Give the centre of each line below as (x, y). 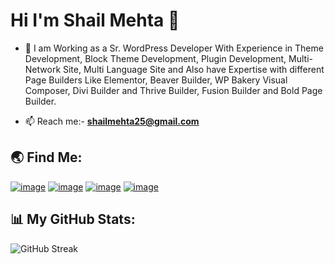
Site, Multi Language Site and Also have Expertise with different (194, 69)
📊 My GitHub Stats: (73, 219)
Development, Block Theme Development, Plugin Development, (155, 58)
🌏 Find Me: (46, 157)
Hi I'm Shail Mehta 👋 (95, 20)
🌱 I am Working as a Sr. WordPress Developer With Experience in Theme (174, 48)
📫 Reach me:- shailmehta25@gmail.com (112, 121)
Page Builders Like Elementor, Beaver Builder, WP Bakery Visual (156, 80)
